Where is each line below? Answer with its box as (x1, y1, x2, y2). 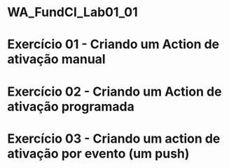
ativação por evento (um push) (7, 146, 190, 162)
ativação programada (7, 98, 134, 115)
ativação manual (7, 51, 106, 67)
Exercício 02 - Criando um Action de (7, 84, 222, 99)
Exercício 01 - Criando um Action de (7, 37, 220, 53)
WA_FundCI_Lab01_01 (7, 4, 138, 20)
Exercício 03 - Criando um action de (7, 131, 221, 146)
